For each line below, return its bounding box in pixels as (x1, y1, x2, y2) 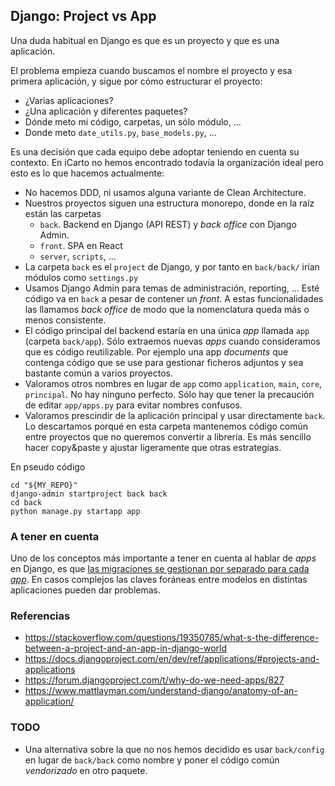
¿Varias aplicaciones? (24, 94, 114, 106)
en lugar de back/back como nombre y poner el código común (24, 754, 280, 766)
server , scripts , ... (39, 250, 117, 262)
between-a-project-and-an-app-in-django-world (24, 642, 227, 654)
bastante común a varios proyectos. (24, 367, 173, 379)
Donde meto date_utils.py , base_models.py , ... (24, 126, 217, 138)
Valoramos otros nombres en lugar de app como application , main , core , (24, 377, 323, 389)
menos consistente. (24, 314, 107, 326)
